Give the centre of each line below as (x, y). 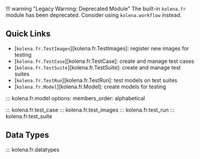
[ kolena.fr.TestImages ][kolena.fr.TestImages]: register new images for (102, 48)
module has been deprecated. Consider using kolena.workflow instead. (94, 15)
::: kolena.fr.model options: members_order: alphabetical (75, 98)
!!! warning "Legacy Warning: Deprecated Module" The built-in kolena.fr (96, 9)
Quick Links (28, 34)
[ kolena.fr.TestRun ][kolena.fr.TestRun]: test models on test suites (96, 80)
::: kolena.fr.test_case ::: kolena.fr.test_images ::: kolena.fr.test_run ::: (90, 110)
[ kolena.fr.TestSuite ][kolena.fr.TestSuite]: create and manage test (97, 67)
